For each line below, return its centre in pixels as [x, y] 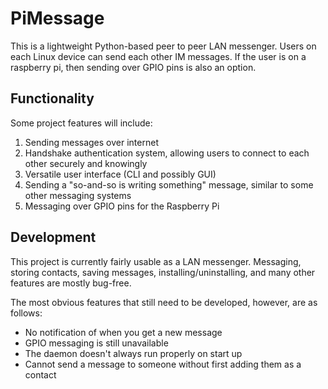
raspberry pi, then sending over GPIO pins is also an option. [133, 67]
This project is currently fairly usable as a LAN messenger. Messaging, [156, 261]
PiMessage [57, 18]
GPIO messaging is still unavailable [96, 343]
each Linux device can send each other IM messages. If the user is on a [158, 56]
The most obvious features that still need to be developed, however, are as [164, 302]
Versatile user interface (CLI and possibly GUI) [120, 174]
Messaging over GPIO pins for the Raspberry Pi [122, 206]
